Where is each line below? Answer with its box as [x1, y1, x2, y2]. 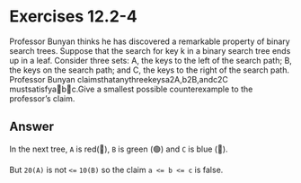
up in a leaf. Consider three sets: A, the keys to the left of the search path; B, [9, 55, 292, 65]
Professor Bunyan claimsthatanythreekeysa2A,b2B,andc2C [9, 74, 229, 84]
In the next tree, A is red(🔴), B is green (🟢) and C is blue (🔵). [9, 144, 228, 154]
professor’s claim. [9, 92, 75, 104]
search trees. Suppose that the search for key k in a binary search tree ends [9, 45, 291, 56]
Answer [9, 119, 55, 135]
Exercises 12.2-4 [9, 6, 137, 27]
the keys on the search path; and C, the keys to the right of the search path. [9, 65, 290, 75]
